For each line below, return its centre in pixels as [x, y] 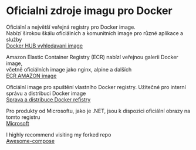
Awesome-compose [30, 141]
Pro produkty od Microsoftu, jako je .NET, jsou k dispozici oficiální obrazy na [98, 111]
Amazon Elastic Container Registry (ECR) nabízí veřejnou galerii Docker [92, 57]
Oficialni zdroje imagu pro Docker [89, 11]
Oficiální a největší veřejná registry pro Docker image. [71, 27]
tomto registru [23, 117]
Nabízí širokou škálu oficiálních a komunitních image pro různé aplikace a [95, 33]
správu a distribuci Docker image [46, 93]
